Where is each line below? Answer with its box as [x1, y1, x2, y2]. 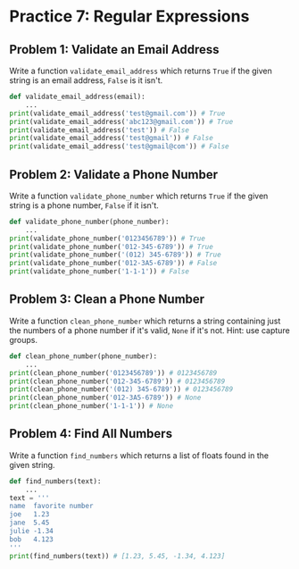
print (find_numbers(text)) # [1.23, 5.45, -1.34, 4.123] [9, 551, 226, 560]
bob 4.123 [9, 534, 54, 544]
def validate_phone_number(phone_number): [9, 217, 170, 226]
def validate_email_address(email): [9, 92, 145, 101]
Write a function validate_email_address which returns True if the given [9, 65, 272, 76]
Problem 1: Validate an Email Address [9, 42, 220, 57]
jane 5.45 [9, 518, 50, 528]
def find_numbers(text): [9, 476, 102, 486]
